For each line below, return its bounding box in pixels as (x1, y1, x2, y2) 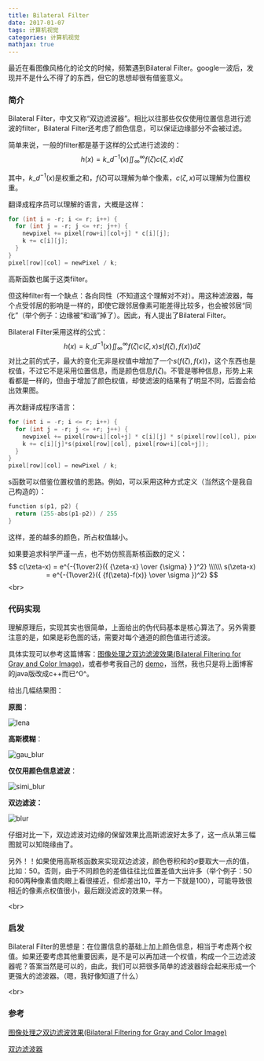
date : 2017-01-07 (8, 19, 65, 27)
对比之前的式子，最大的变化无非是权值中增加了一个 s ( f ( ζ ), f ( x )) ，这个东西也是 (8, 357, 256, 366)
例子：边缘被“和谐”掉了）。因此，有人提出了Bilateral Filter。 (38, 310, 230, 320)
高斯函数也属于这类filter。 (8, 274, 93, 284)
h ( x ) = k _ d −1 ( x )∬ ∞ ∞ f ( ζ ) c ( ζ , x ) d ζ (80, 153, 184, 166)
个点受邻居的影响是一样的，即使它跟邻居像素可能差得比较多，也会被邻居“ (8, 300, 246, 310)
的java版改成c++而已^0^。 (8, 669, 94, 679)
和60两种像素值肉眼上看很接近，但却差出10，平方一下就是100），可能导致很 (8, 876, 253, 886)
